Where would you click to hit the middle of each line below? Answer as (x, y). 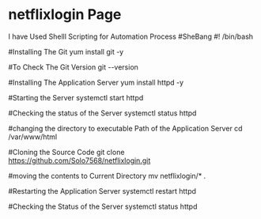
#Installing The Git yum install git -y (66, 51)
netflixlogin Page (65, 15)
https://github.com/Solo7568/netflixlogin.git (79, 160)
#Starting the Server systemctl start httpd (76, 97)
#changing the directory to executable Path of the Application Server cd (125, 128)
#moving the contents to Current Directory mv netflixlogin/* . (107, 176)
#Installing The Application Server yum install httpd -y (96, 82)
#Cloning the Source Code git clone (66, 152)
